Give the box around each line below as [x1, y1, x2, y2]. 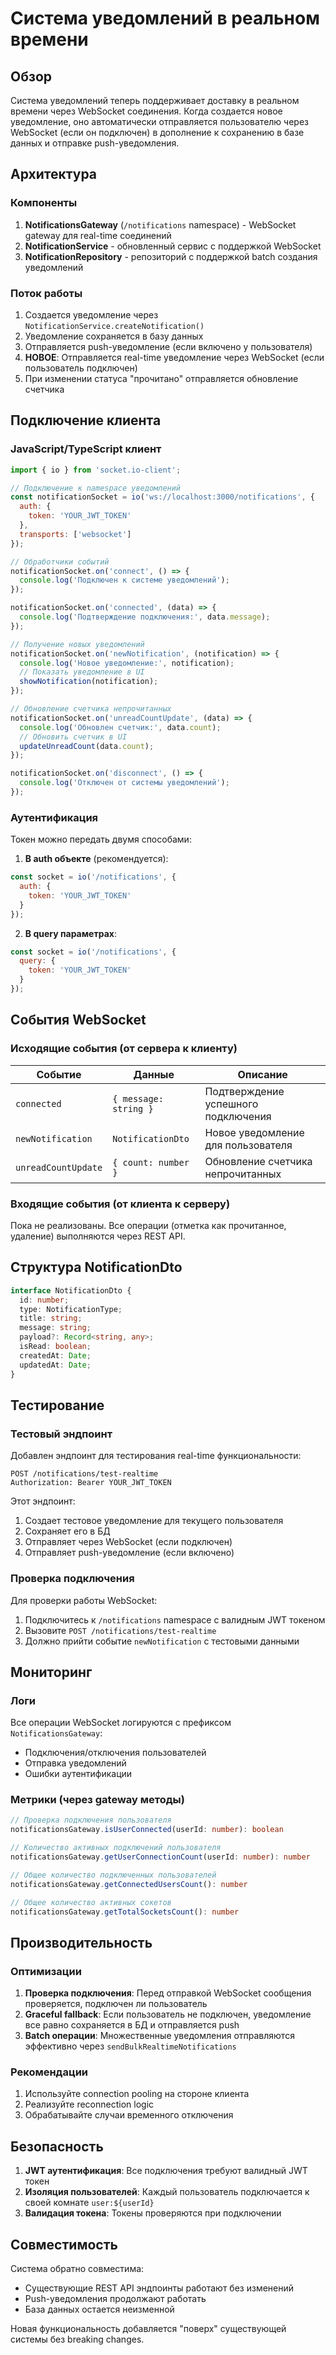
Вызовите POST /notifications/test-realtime [24, 1624, 217, 1636]
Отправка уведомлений [24, 1757, 127, 1769]
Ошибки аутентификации [24, 1768, 133, 1780]
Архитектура [10, 166, 98, 183]
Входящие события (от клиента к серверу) [10, 1197, 231, 1211]
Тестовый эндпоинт [10, 1427, 113, 1441]
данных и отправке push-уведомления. [10, 137, 180, 149]
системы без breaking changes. [10, 2333, 145, 2346]
